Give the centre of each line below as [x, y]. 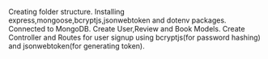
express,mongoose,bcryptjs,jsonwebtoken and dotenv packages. [117, 20]
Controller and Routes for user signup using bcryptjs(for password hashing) [134, 37]
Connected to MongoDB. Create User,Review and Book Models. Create [127, 29]
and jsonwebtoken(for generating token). [77, 46]
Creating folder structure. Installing [67, 12]
